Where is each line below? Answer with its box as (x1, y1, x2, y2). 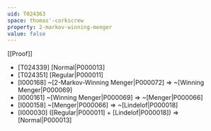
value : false (7, 30, 46, 38)
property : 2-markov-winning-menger (7, 23, 113, 30)
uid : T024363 (7, 10, 46, 18)
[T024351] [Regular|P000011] (17, 71, 104, 79)
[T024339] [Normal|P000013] (17, 63, 105, 72)
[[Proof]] (7, 50, 33, 58)
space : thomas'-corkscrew (7, 17, 84, 24)
